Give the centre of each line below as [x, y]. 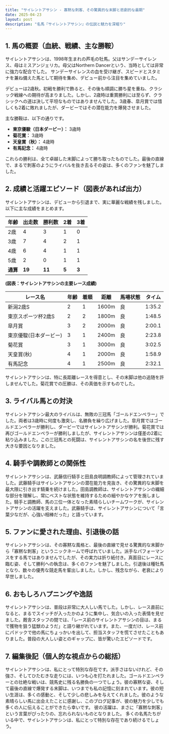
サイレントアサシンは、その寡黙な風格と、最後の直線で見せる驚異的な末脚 [82, 545]
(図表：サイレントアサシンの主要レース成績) [51, 283]
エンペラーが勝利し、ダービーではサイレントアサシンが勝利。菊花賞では [89, 427]
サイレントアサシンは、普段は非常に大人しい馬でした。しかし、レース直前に [85, 607]
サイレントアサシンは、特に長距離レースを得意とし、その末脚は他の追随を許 [85, 377]
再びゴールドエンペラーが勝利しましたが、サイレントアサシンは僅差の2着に [84, 433]
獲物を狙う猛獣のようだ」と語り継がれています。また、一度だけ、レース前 [86, 626]
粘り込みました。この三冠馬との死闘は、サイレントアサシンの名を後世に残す [85, 439]
